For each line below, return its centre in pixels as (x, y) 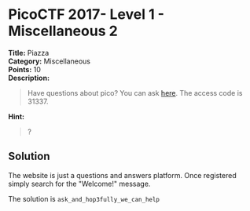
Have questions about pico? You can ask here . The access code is (135, 93)
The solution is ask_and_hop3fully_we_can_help (84, 198)
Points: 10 (25, 69)
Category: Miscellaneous (49, 61)
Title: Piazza (29, 53)
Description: (29, 78)
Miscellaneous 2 (63, 31)
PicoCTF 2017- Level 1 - (86, 15)
